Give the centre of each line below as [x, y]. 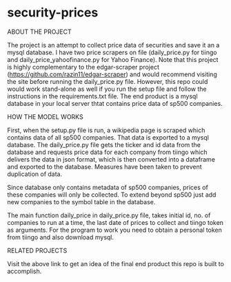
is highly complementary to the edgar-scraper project [83, 67]
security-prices [53, 13]
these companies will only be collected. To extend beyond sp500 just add [112, 195]
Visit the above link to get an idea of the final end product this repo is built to [115, 263]
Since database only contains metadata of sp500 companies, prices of [108, 187]
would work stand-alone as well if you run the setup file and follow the [107, 89]
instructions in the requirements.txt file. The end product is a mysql [102, 96]
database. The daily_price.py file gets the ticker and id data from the [104, 144]
